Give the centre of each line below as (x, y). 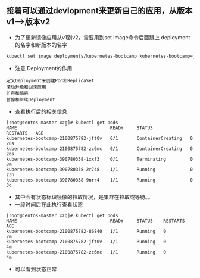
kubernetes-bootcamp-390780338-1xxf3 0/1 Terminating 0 (100, 159)
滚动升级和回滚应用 (26, 87)
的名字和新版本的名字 (41, 45)
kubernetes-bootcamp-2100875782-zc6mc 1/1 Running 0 (86, 252)
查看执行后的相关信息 (41, 111)
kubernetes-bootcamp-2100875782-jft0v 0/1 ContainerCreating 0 (100, 138)
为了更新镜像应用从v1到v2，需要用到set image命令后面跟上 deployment (102, 37)
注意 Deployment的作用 (43, 68)
